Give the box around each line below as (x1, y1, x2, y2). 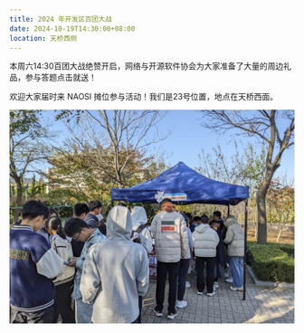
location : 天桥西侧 (9, 33, 78, 43)
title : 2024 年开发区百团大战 (9, 14, 113, 24)
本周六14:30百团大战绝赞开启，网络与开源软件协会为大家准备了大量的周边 (9, 61, 284, 71)
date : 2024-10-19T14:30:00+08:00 (9, 24, 136, 33)
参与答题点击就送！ (24, 72, 97, 83)
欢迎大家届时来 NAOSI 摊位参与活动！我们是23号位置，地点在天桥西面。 (9, 91, 279, 102)
